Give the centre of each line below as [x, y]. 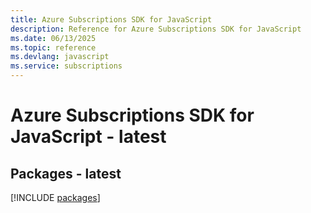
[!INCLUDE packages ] [55, 197]
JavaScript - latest [88, 137]
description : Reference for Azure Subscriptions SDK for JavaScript [156, 29]
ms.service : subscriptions [66, 66]
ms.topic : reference [53, 47]
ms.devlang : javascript [60, 57]
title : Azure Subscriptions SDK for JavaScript [111, 19]
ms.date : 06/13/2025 [53, 38]
